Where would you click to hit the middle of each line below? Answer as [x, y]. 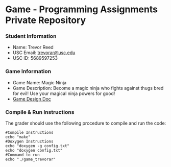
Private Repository [45, 20]
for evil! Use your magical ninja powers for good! [64, 93]
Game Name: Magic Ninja [40, 82]
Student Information [31, 36]
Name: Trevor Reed [33, 47]
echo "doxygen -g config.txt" [38, 146]
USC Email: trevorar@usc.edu [44, 53]
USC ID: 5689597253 [35, 58]
